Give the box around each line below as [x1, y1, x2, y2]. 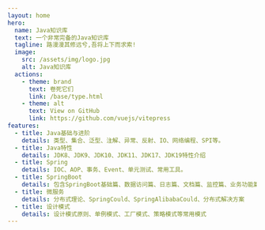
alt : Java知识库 [21, 63, 72, 71]
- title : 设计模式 [14, 202, 70, 210]
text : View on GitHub [28, 107, 100, 115]
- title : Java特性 [14, 144, 73, 152]
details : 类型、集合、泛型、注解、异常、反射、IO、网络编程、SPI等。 [21, 136, 225, 145]
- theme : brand [21, 77, 72, 85]
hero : [7, 19, 25, 27]
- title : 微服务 [14, 187, 65, 196]
